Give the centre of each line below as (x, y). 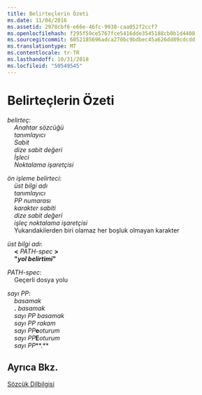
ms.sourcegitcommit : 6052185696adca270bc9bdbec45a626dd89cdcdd (101, 40)
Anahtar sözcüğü (39, 127)
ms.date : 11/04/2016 (37, 20)
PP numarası (32, 200)
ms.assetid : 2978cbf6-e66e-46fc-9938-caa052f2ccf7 (82, 27)
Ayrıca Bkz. (33, 367)
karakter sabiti (35, 208)
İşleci (21, 157)
